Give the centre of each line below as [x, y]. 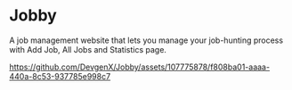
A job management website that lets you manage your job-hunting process [146, 40]
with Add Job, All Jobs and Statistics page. [88, 49]
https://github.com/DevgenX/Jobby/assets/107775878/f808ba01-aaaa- [139, 67]
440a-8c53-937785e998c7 [60, 76]
